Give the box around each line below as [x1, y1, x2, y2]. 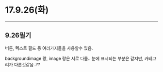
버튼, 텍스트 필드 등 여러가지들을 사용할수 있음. [5, 45, 93, 51]
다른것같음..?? [14, 61, 40, 67]
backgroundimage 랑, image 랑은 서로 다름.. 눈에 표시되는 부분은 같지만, [5, 55, 144, 61]
